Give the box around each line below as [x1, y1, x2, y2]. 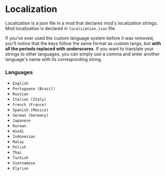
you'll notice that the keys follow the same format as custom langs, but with [5, 40, 161, 46]
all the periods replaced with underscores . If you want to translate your [5, 45, 154, 51]
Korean [12, 123, 26, 128]
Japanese [12, 118, 31, 123]
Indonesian [12, 134, 35, 139]
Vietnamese [12, 161, 35, 166]
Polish [12, 145, 26, 150]
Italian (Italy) [12, 97, 46, 102]
